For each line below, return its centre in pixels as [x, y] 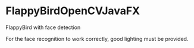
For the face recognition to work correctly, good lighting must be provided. [97, 39]
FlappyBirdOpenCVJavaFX [73, 11]
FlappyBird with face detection [43, 27]
